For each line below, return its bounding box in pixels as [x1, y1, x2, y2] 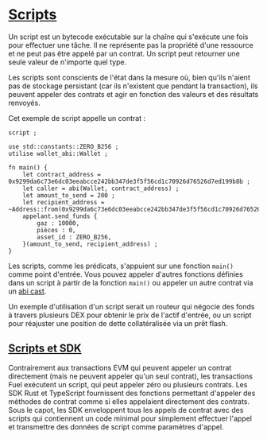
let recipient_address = [22, 198, 105, 206]
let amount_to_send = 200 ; [22, 191, 115, 200]
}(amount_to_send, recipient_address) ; [22, 240, 158, 248]
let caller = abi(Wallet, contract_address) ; [22, 185, 180, 192]
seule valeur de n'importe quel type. [8, 57, 127, 67]
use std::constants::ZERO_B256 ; [8, 142, 119, 150]
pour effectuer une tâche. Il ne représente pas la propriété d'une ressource [8, 40, 254, 49]
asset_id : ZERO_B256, [37, 233, 112, 241]
